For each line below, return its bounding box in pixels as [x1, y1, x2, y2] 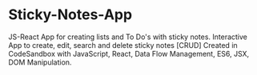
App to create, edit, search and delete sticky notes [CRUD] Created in [8, 40, 238, 49]
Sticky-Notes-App [8, 6, 133, 24]
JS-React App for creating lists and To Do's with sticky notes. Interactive [8, 32, 248, 41]
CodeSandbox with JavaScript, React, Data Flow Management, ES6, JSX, [8, 49, 250, 58]
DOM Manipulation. [8, 57, 72, 67]
